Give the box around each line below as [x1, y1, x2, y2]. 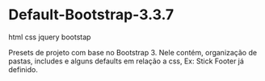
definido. [8, 64, 38, 74]
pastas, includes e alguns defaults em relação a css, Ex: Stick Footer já [8, 56, 245, 66]
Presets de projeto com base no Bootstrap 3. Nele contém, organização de [8, 47, 257, 57]
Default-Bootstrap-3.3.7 [8, 6, 175, 24]
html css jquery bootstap [8, 32, 91, 42]
